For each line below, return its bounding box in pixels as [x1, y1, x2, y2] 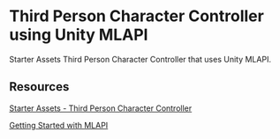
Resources [9, 79, 70, 94]
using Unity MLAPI [9, 25, 148, 45]
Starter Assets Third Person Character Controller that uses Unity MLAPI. [9, 54, 272, 64]
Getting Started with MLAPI [9, 120, 109, 130]
